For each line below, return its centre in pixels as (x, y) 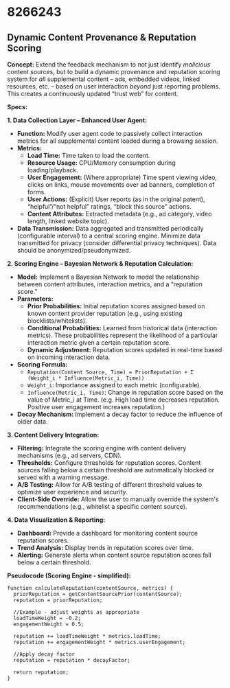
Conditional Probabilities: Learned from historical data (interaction (122, 328)
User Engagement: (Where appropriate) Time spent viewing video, (122, 177)
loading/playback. (53, 170)
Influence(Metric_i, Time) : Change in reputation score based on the (125, 392)
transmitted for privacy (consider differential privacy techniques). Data (117, 243)
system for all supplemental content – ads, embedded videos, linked (104, 79)
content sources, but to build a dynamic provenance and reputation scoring (114, 72)
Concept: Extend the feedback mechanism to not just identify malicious (109, 65)
